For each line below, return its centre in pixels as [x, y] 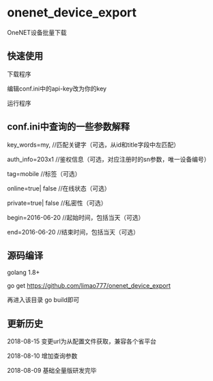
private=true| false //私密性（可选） [57, 203]
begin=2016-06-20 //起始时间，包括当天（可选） [76, 217]
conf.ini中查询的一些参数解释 [68, 127]
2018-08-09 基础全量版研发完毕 [52, 371]
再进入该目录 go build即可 [43, 300]
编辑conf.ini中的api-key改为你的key [57, 88]
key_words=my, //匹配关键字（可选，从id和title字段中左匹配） [93, 145]
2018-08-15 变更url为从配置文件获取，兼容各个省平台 [82, 341]
